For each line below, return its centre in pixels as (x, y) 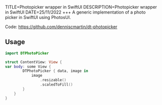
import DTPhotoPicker (27, 53)
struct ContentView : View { (34, 62)
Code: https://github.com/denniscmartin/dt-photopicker (61, 27)
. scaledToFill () (56, 85)
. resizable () (53, 80)
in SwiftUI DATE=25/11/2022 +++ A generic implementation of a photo (75, 12)
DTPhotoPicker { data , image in (56, 71)
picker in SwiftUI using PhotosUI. (38, 17)
